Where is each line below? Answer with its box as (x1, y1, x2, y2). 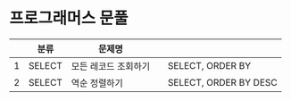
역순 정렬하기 (71, 77, 123, 89)
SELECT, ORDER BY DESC (168, 76, 279, 88)
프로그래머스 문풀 (9, 8, 129, 29)
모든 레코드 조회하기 (71, 60, 151, 72)
